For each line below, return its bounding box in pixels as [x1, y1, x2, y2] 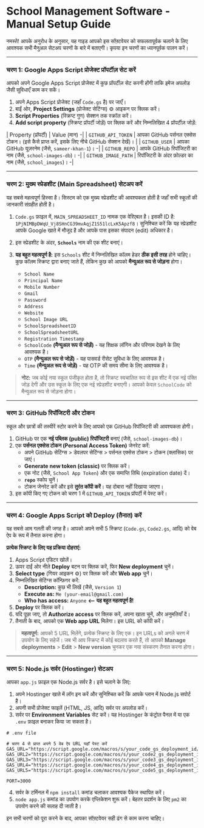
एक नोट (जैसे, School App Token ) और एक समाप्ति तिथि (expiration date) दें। [24, 469, 191, 476]
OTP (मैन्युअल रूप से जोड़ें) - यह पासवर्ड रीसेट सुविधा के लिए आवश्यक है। [24, 355, 165, 362]
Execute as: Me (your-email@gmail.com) [24, 590, 124, 598]
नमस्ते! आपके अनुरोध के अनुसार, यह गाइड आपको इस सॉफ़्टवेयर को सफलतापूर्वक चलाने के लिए [6, 37, 188, 44]
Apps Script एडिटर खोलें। [15, 556, 73, 564]
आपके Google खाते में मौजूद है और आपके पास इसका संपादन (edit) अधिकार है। [15, 227, 174, 234]
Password [24, 297, 47, 303]
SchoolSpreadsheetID [24, 323, 76, 329]
